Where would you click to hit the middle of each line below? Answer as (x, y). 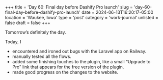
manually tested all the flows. (42, 56)
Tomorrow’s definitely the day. (36, 32)
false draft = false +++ (28, 23)
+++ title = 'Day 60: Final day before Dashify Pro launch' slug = (69, 7)
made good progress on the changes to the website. (65, 72)
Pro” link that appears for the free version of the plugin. (68, 67)
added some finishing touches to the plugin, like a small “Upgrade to (81, 62)
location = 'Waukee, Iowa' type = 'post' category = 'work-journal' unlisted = (82, 17)
